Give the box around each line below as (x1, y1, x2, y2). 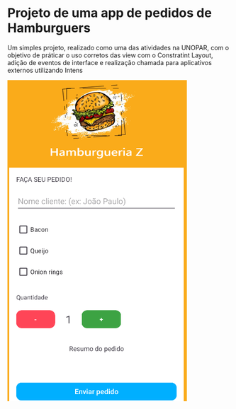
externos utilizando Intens (7, 66, 83, 74)
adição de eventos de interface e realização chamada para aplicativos (7, 58, 213, 67)
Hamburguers (7, 20, 91, 36)
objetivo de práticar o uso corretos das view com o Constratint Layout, (7, 51, 214, 59)
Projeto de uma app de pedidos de (7, 5, 213, 21)
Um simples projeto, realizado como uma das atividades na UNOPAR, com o (7, 43, 229, 52)
